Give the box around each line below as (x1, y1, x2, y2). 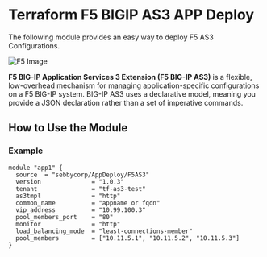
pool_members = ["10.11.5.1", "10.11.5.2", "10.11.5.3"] (15, 234, 240, 242)
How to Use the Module (8, 121, 128, 135)
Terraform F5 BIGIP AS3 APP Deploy (8, 6, 255, 24)
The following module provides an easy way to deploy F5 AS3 (8, 32, 214, 42)
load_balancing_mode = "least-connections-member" (15, 227, 194, 235)
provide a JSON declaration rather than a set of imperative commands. (8, 97, 244, 107)
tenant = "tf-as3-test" (15, 184, 147, 193)
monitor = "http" (15, 220, 121, 228)
